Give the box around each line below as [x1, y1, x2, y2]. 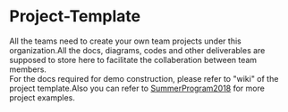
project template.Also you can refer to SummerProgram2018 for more [9, 83, 266, 93]
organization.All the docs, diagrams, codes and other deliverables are [9, 44, 266, 55]
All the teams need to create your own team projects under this [9, 36, 241, 46]
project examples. [9, 92, 76, 103]
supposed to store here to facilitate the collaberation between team [9, 54, 258, 65]
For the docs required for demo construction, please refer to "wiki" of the [9, 73, 279, 84]
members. [9, 64, 47, 75]
